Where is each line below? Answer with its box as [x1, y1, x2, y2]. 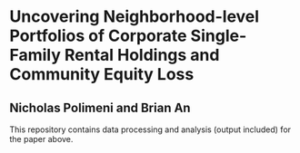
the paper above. [9, 134, 74, 144]
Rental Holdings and [64, 45, 220, 65]
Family [9, 45, 62, 65]
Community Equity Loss [9, 64, 195, 85]
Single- [190, 25, 247, 46]
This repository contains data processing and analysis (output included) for [9, 124, 292, 135]
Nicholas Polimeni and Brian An [9, 100, 191, 115]
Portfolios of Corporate [9, 25, 187, 46]
